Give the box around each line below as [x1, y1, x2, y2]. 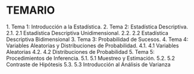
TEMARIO [6, 4, 55, 17]
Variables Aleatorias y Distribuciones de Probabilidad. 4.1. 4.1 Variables [6, 42, 179, 49]
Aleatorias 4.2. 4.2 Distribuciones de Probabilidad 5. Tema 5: [6, 48, 155, 55]
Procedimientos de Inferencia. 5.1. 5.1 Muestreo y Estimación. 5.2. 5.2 [6, 54, 176, 62]
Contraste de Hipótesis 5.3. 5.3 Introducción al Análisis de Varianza [6, 60, 171, 68]
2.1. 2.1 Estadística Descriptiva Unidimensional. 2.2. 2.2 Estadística [6, 29, 168, 36]
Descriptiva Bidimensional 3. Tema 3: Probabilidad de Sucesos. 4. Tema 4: [6, 36, 189, 43]
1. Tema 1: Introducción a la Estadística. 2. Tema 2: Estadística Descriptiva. [6, 23, 189, 30]
